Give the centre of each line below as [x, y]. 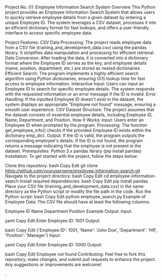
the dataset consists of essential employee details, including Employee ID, [79, 115]
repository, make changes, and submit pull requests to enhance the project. [81, 259]
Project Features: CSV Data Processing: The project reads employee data [78, 42]
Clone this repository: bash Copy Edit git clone [51, 166]
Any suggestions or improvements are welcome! [53, 264]
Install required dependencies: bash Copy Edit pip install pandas [84, 181]
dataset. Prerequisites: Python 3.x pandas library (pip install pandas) [73, 151]
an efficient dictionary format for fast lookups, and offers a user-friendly [77, 28]
